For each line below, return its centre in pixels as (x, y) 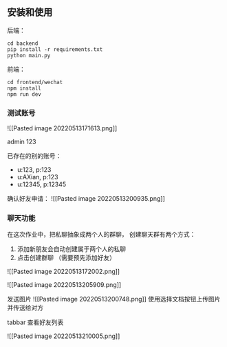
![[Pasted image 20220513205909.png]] (64, 285)
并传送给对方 (25, 308)
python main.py (29, 55)
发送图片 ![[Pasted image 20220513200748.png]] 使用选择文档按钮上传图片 (114, 299)
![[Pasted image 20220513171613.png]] (62, 128)
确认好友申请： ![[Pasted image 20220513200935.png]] (86, 199)
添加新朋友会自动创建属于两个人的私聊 (71, 249)
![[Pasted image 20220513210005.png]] (64, 336)
